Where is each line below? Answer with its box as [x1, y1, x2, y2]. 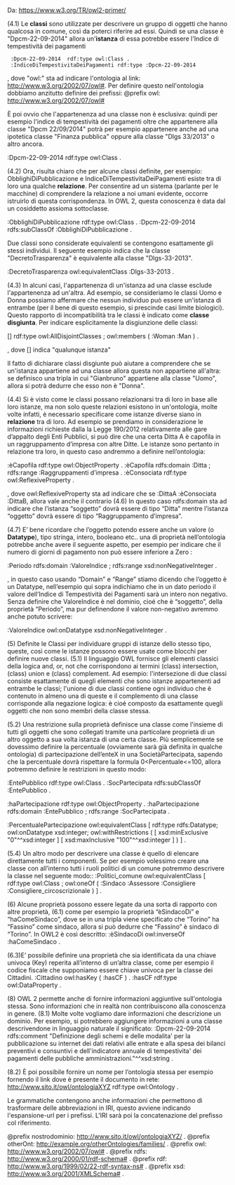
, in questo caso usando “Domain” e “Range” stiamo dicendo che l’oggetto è [7, 575, 227, 583]
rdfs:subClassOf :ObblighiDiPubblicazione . [7, 225, 132, 234]
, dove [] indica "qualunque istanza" [7, 345, 111, 354]
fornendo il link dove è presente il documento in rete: [7, 1075, 160, 1083]
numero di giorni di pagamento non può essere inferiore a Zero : [7, 548, 193, 556]
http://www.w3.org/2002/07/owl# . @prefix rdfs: [7, 1147, 147, 1156]
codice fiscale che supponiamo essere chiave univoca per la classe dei [7, 966, 213, 974]
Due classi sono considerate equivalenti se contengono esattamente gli [7, 239, 214, 247]
